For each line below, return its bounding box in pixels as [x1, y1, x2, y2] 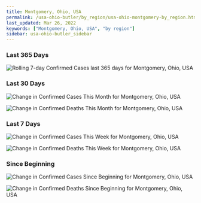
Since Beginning [6, 159, 55, 168]
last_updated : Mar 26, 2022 [6, 20, 77, 26]
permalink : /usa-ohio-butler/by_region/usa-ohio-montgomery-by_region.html [6, 14, 199, 20]
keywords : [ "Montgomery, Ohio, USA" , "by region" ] [6, 25, 135, 32]
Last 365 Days [6, 51, 49, 59]
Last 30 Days [6, 79, 45, 87]
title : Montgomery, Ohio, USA [6, 8, 82, 15]
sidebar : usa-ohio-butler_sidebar [6, 31, 93, 37]
